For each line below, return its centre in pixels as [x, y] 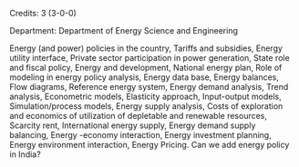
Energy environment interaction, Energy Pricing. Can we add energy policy [149, 145]
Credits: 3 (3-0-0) [43, 13]
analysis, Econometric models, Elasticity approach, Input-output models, [146, 96]
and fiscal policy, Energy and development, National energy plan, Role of [146, 68]
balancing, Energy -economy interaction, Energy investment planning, [140, 135]
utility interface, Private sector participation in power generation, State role [149, 58]
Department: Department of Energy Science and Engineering [124, 30]
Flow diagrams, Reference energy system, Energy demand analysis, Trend [149, 87]
